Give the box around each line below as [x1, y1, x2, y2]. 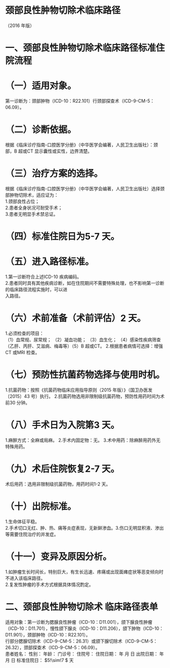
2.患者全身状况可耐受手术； [5, 205, 63, 211]
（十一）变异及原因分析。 [5, 550, 112, 562]
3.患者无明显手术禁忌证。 [5, 211, 58, 217]
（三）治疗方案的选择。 [5, 168, 103, 180]
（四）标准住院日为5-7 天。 [5, 231, 120, 242]
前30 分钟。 [5, 399, 30, 405]
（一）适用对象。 [5, 80, 77, 92]
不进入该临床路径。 [5, 575, 46, 581]
